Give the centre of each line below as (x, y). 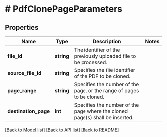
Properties (22, 28)
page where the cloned (101, 111)
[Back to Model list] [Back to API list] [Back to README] (62, 130)
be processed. (91, 62)
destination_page (29, 111)
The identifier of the (97, 50)
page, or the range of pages (106, 91)
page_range (22, 91)
